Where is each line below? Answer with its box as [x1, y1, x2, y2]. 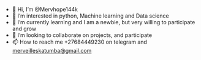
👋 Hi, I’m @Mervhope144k [12, 6, 78, 13]
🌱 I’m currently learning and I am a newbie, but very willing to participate [12, 19, 195, 25]
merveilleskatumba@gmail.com [12, 47, 92, 54]
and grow [12, 25, 37, 32]
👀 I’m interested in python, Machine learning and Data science [12, 12, 170, 19]
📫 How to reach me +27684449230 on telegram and [12, 38, 147, 45]
